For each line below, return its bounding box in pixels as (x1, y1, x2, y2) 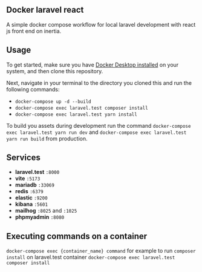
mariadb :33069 (15, 181, 54, 188)
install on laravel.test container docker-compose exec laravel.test (6, 254, 175, 261)
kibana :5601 (15, 201, 48, 208)
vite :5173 (15, 175, 41, 182)
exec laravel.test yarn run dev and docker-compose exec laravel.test (6, 128, 187, 136)
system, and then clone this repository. (6, 67, 103, 75)
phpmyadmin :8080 (15, 213, 65, 221)
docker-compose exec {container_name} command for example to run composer (6, 247, 196, 254)
